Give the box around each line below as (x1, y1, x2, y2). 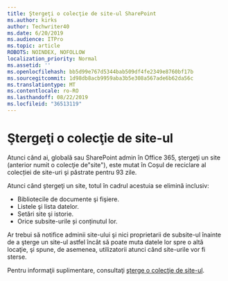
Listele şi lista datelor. (17, 202, 80, 210)
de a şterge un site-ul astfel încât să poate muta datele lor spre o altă (7, 237, 204, 246)
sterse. (7, 253, 27, 261)
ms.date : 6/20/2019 (7, 29, 64, 37)
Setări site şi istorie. (17, 210, 74, 218)
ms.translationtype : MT (7, 81, 76, 88)
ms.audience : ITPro (7, 36, 64, 43)
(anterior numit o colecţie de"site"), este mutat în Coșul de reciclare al (7, 160, 207, 169)
